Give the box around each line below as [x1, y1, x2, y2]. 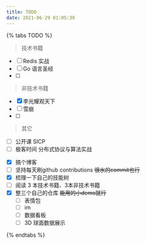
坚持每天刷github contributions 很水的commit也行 [15, 166, 141, 173]
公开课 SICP [15, 137, 46, 145]
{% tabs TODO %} [6, 31, 53, 39]
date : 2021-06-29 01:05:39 [6, 15, 75, 21]
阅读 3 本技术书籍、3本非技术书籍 [15, 181, 100, 189]
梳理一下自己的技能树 [15, 173, 69, 181]
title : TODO [6, 9, 37, 15]
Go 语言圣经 [23, 65, 54, 72]
